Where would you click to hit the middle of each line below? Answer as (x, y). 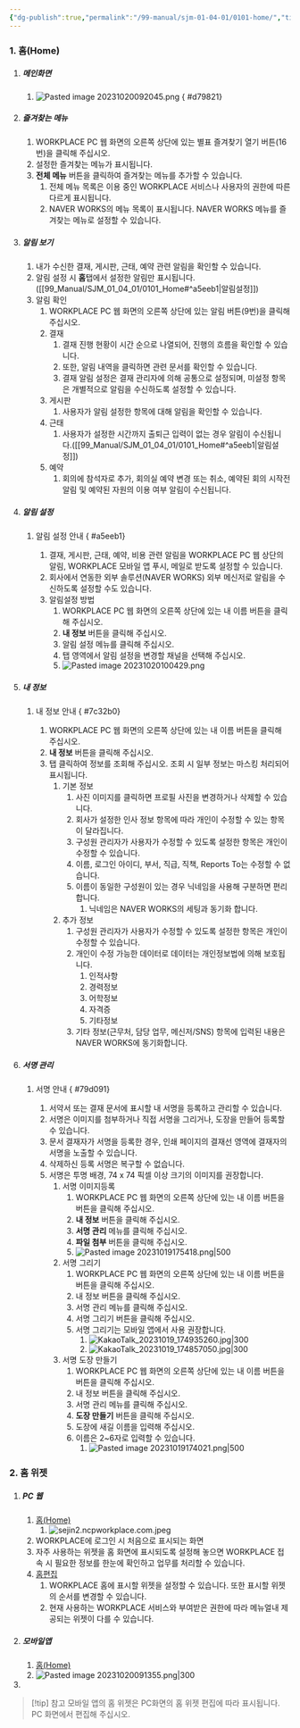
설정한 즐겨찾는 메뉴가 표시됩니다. (94, 164)
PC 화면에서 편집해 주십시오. (81, 1715)
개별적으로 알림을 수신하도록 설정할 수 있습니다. (154, 389)
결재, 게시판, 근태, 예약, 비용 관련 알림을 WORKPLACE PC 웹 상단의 (166, 555)
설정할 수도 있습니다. (116, 589)
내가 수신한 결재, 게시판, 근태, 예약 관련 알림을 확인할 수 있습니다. (148, 267)
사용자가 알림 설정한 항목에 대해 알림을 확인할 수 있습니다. (162, 412)
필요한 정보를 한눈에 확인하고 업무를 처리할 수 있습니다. (150, 1563)
